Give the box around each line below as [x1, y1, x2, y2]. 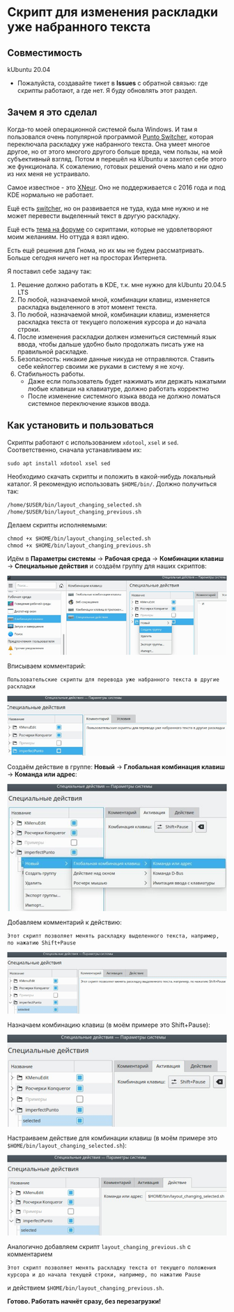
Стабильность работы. [17, 370, 86, 378]
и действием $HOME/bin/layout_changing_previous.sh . [7, 1283, 164, 1292]
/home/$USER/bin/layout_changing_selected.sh [7, 501, 141, 509]
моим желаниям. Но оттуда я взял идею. [7, 232, 130, 241]
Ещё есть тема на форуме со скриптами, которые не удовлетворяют [7, 225, 212, 233]
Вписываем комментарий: [7, 662, 86, 670]
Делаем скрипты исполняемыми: [7, 520, 108, 529]
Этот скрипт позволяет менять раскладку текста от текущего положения [7, 1264, 217, 1271]
